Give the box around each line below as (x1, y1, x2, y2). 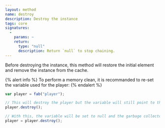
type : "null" (18, 44, 45, 49)
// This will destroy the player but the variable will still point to (5, 100, 155, 105)
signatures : (5, 26, 29, 31)
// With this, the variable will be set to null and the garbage (5, 114, 141, 119)
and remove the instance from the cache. (5, 67, 89, 73)
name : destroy (5, 12, 34, 17)
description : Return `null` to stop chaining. (18, 48, 115, 53)
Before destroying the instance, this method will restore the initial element (5, 62, 154, 68)
